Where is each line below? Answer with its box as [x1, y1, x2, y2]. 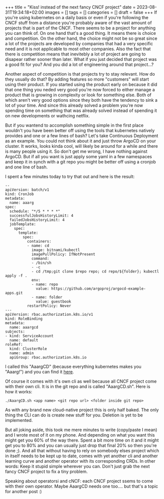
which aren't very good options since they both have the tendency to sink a [5, 97, 158, 103]
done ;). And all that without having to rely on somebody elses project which [5, 448, 160, 453]
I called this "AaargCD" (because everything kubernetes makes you [5, 363, 141, 369]
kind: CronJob [5, 192, 34, 196]
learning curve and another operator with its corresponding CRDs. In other [5, 458, 156, 464]
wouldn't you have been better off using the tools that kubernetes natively [5, 128, 155, 133]
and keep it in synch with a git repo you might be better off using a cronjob [5, 159, 156, 165]
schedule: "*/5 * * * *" [9, 209, 60, 214]
